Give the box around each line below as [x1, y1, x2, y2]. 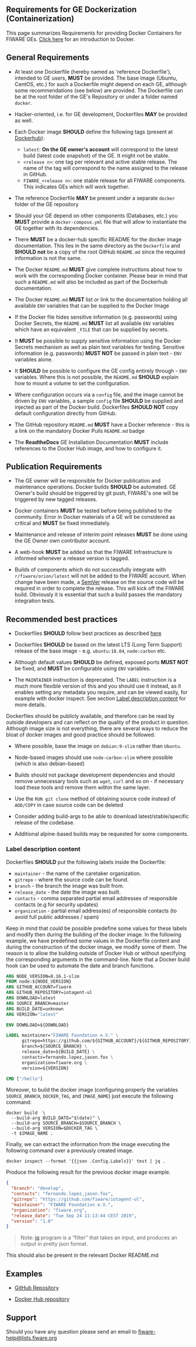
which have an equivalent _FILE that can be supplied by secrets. [14, 326, 169, 333]
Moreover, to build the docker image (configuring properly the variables [6, 1086, 178, 1093]
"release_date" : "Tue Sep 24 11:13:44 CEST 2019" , [11, 1212, 137, 1219]
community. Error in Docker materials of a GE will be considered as [14, 514, 176, 521]
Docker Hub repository [14, 1295, 70, 1302]
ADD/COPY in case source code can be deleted [14, 802, 124, 809]
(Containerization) [6, 14, 75, 24]
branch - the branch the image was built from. [14, 882, 124, 889]
